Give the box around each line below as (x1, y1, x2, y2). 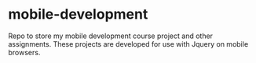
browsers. (8, 47, 41, 57)
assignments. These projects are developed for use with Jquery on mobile (8, 39, 249, 48)
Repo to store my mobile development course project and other (8, 31, 214, 40)
